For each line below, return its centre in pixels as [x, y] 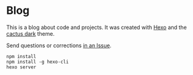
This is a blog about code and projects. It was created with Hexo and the [97, 27]
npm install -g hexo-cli [38, 62]
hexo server [21, 67]
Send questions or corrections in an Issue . [59, 45]
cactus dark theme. [31, 33]
